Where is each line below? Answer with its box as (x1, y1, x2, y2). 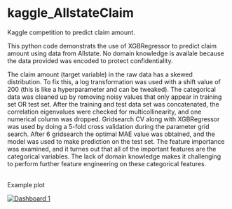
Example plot (7, 180, 46, 189)
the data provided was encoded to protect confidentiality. (7, 56, 173, 65)
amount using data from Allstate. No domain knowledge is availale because (7, 49, 224, 58)
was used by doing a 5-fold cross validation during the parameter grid (7, 122, 210, 130)
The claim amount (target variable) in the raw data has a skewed (7, 70, 193, 79)
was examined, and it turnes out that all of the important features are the (7, 144, 217, 153)
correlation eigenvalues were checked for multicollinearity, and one (7, 107, 202, 116)
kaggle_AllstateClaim (7, 5, 135, 21)
